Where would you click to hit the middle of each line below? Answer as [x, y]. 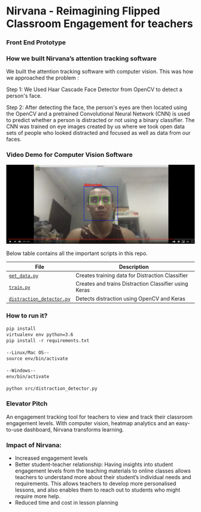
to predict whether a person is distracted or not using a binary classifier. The [100, 120]
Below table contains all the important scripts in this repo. [77, 253]
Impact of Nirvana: [34, 445]
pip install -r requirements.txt [48, 341]
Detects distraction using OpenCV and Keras [130, 298]
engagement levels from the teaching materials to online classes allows [103, 471]
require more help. [38, 496]
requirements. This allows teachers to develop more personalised [95, 483]
